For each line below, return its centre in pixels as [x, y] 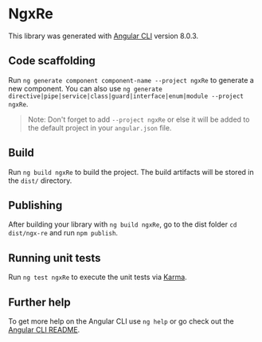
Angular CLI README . [44, 330]
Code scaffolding [52, 61]
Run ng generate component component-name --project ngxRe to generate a [131, 80]
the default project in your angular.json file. [100, 127]
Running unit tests [55, 258]
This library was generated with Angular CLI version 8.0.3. [104, 36]
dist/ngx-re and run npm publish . [63, 233]
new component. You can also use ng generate [86, 88]
